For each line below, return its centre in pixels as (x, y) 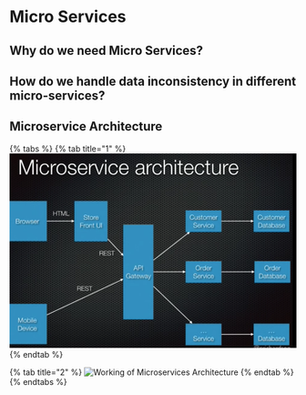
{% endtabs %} (38, 382)
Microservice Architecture (86, 126)
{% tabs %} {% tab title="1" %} (68, 149)
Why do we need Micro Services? (106, 51)
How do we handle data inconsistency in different (153, 81)
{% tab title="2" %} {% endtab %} (152, 372)
